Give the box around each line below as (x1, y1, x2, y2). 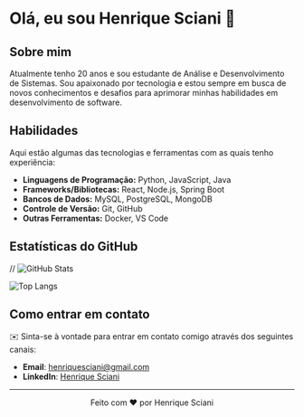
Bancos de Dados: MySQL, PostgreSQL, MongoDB (22, 194, 213, 204)
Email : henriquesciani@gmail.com (22, 362, 150, 373)
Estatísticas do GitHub (9, 239, 138, 254)
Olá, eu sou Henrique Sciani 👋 (9, 8, 236, 29)
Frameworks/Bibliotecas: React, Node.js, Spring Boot (22, 184, 224, 194)
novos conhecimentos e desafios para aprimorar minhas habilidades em (9, 88, 279, 98)
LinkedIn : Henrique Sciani (22, 371, 120, 383)
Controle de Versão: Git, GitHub (22, 203, 143, 213)
